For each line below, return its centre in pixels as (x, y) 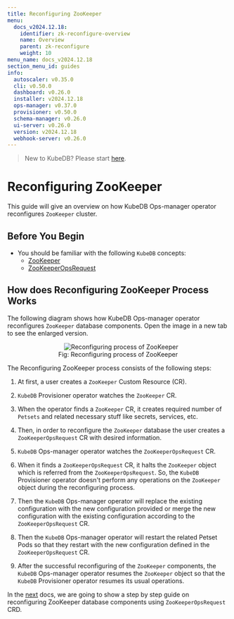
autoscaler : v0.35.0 (44, 79)
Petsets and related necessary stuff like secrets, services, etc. (108, 416)
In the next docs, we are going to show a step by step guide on (98, 594)
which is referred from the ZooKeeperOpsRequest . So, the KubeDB (108, 472)
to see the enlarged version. (48, 333)
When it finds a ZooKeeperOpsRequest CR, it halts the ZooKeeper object (117, 465)
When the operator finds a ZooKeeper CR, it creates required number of (120, 409)
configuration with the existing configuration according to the (106, 516)
